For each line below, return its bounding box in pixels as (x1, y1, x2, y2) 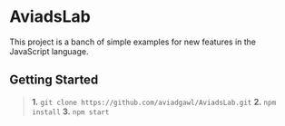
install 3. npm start (31, 106, 110, 117)
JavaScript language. (9, 45, 89, 56)
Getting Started (9, 73, 99, 88)
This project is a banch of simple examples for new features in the (9, 36, 257, 47)
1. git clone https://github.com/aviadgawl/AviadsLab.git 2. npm (31, 96, 277, 107)
